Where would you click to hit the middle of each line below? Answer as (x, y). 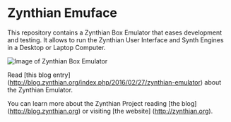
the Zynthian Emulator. (40, 90)
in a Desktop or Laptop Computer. (57, 47)
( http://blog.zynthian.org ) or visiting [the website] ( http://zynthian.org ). (110, 111)
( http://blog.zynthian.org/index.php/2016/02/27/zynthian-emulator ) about (114, 82)
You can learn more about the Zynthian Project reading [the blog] (102, 103)
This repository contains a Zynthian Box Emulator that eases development (115, 32)
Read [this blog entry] (39, 75)
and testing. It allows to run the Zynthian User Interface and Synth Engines (115, 39)
